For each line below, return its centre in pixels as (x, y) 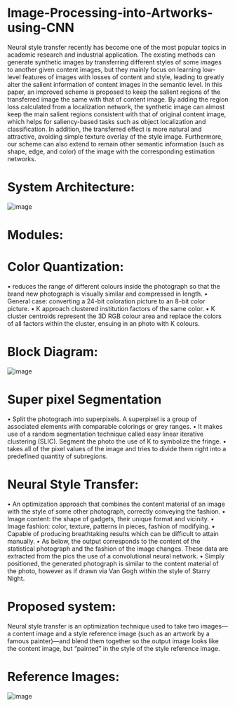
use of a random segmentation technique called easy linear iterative (106, 434)
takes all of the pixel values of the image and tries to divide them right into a (117, 448)
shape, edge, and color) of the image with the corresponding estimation (111, 151)
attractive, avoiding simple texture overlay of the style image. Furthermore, (115, 136)
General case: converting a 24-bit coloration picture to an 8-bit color (106, 301)
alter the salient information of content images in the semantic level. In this (115, 84)
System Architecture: (71, 187)
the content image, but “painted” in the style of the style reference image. (114, 648)
